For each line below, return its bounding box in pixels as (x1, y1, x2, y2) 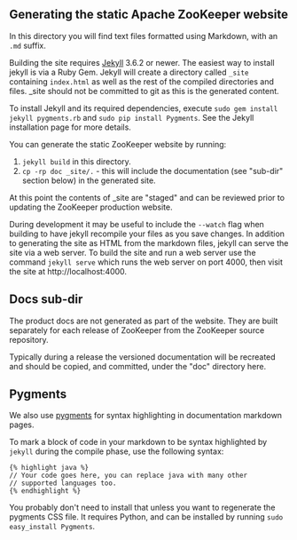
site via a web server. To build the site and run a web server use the (9, 247, 256, 258)
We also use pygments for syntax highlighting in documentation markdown (9, 410, 282, 421)
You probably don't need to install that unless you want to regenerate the (9, 502, 276, 513)
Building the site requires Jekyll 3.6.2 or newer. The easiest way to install (9, 57, 275, 67)
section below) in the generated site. (21, 175, 157, 186)
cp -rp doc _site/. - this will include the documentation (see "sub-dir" (21, 165, 284, 176)
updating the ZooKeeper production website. (9, 202, 173, 212)
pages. (9, 419, 35, 430)
